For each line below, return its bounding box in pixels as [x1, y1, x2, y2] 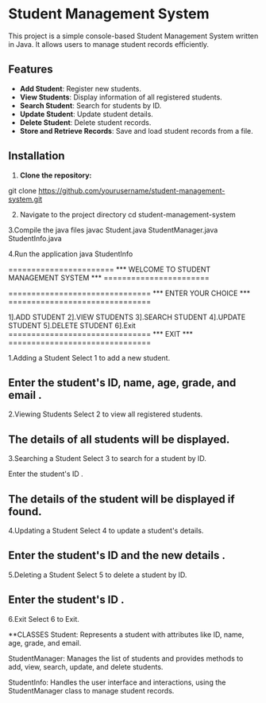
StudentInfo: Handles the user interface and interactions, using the [8, 678, 226, 687]
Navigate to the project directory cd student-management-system [19, 209, 236, 219]
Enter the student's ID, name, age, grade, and [8, 376, 237, 389]
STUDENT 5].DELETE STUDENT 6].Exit [8, 320, 137, 330]
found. [8, 505, 42, 518]
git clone [8, 186, 37, 195]
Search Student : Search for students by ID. [19, 100, 162, 110]
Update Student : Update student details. [19, 109, 153, 119]
